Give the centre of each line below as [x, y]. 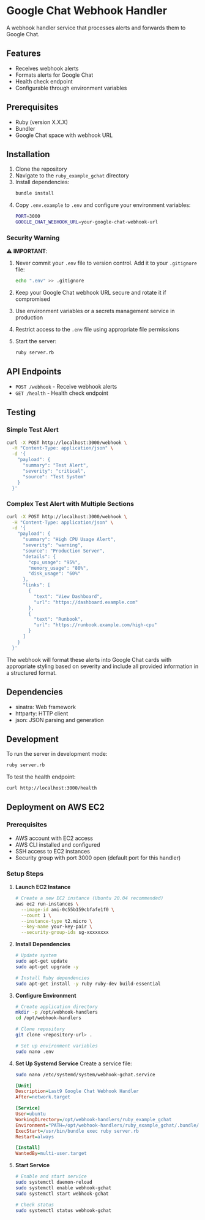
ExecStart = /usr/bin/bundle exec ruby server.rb [77, 1131]
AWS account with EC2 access [54, 838]
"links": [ [36, 585]
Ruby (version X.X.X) [42, 122]
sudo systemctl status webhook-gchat [63, 1210]
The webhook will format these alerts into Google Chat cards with [89, 659]
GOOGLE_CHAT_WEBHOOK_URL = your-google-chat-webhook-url [87, 222]
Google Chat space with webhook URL [64, 135]
